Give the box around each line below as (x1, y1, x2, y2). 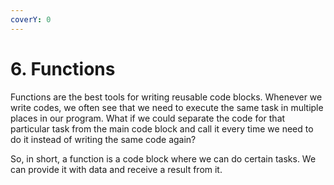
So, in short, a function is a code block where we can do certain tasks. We (10, 152, 317, 165)
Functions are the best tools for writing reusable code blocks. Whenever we (10, 91, 323, 103)
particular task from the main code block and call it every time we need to (10, 122, 314, 135)
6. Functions (10, 57, 116, 80)
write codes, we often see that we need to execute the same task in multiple (10, 101, 324, 113)
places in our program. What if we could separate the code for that (10, 112, 286, 124)
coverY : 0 (10, 14, 52, 25)
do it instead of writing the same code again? (10, 133, 197, 145)
